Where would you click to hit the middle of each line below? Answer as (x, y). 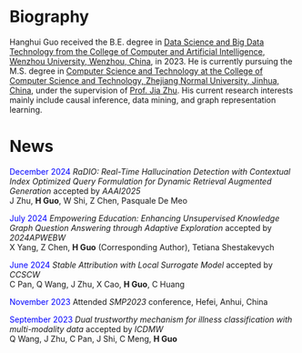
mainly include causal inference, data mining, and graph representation (143, 100)
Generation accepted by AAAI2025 (75, 191)
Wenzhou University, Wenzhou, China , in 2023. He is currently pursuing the (151, 61)
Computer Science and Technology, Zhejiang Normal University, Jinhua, (145, 80)
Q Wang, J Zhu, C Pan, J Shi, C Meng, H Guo (93, 338)
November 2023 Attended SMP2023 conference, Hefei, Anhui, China (139, 301)
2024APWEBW (38, 237)
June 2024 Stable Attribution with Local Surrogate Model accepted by (141, 265)
